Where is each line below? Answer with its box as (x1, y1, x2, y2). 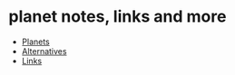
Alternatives (21, 45, 67, 56)
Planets (21, 36, 51, 47)
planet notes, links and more (8, 6, 227, 27)
